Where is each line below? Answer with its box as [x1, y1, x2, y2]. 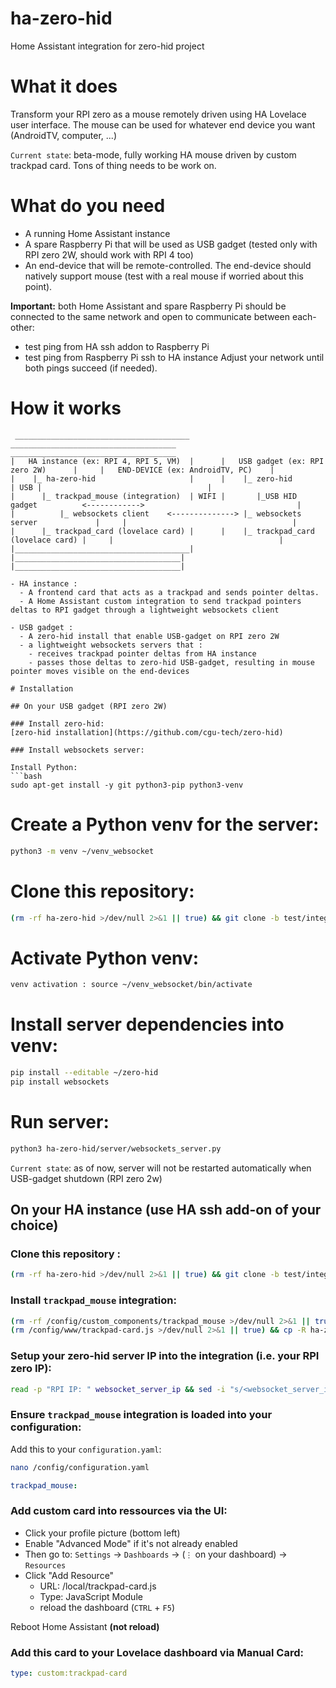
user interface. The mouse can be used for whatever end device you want [10, 118, 316, 131]
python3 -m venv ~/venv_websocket [10, 846, 155, 856]
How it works [10, 397, 122, 419]
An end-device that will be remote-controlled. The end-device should [24, 259, 312, 271]
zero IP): [10, 1362, 52, 1376]
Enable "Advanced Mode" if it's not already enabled [24, 1537, 238, 1549]
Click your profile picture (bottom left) [24, 1527, 181, 1539]
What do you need [10, 195, 166, 217]
